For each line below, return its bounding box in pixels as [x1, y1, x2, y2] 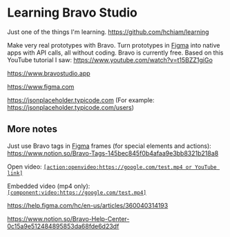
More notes [7, 123, 57, 135]
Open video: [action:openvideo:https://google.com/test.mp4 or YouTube [7, 162, 217, 171]
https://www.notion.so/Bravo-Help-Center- [7, 214, 130, 222]
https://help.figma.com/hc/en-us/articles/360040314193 [7, 201, 169, 209]
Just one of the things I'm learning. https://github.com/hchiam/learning [7, 28, 209, 36]
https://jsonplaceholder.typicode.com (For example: [7, 95, 155, 104]
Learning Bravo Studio [7, 5, 138, 21]
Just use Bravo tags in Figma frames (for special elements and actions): [7, 142, 212, 150]
